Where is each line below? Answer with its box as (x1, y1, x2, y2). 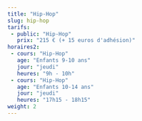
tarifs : (7, 23, 31, 31)
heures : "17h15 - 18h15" (16, 97, 91, 104)
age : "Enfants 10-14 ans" (16, 83, 94, 90)
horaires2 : (7, 43, 40, 51)
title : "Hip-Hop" (7, 10, 59, 18)
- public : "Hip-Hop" (10, 30, 72, 38)
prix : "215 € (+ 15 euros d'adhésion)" (16, 37, 136, 44)
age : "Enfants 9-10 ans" (16, 57, 91, 64)
